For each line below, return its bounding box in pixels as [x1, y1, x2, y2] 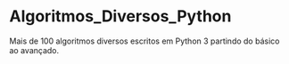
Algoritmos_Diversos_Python [9, 6, 232, 27]
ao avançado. [9, 44, 60, 55]
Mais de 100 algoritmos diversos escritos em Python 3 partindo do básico [9, 36, 280, 46]
